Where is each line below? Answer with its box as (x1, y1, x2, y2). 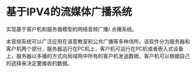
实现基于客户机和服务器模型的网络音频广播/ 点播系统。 (6, 26, 137, 33)
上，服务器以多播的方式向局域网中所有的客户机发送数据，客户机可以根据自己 (6, 52, 190, 59)
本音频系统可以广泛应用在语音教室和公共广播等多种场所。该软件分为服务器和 (6, 38, 190, 45)
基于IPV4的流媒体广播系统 (6, 5, 132, 19)
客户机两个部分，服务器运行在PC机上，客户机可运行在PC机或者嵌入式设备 (6, 45, 184, 52)
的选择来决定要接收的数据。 (6, 59, 73, 67)
